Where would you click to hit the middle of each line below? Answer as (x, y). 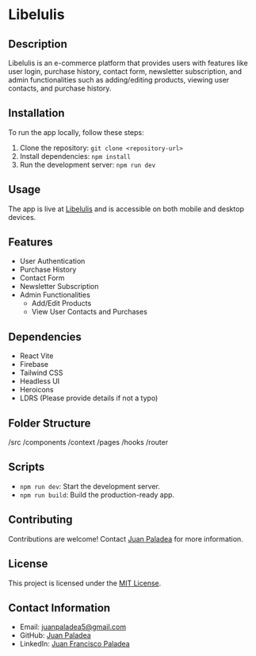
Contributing (40, 520)
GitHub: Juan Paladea (55, 635)
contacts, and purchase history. (60, 88)
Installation (36, 113)
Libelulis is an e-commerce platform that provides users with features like (128, 63)
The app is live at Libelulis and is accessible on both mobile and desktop (126, 209)
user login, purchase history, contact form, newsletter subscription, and (125, 71)
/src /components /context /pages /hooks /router (88, 442)
